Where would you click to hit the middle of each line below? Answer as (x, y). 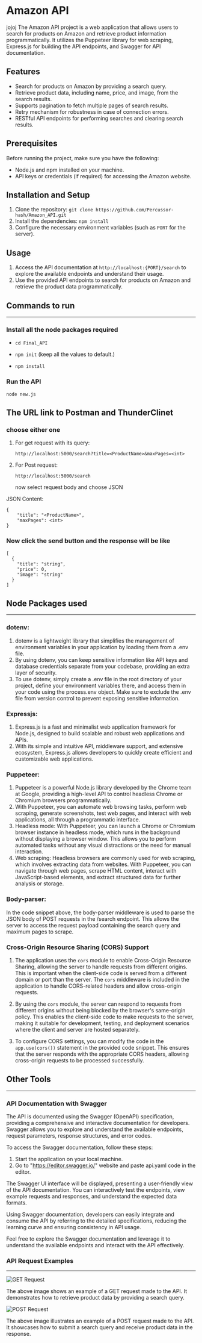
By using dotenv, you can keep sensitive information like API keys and (101, 659)
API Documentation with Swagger (57, 1103)
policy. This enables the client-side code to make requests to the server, (104, 1017)
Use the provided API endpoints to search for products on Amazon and (103, 280)
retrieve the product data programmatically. (69, 287)
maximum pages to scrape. (40, 932)
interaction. (29, 852)
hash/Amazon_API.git (41, 215)
